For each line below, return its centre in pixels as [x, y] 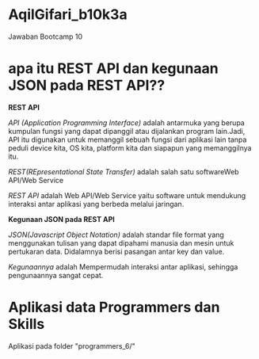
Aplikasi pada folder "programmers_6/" [72, 346]
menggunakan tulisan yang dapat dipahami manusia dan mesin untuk [121, 243]
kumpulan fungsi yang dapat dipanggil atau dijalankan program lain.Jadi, [127, 131]
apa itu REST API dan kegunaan [114, 69]
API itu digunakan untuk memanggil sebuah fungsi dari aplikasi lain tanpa [128, 139]
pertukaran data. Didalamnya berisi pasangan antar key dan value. [116, 251]
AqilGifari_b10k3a [68, 15]
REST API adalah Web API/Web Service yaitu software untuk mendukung [127, 195]
